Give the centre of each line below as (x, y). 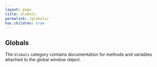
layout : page (18, 9)
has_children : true (25, 23)
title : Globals (20, 14)
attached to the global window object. (43, 60)
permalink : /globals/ (27, 18)
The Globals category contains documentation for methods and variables (78, 54)
